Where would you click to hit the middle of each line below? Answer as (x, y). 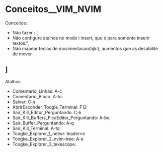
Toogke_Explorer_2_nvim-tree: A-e (48, 139)
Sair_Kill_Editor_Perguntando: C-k (47, 112)
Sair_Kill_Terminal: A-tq (36, 128)
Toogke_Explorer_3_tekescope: (44, 144)
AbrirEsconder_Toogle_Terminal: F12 (49, 107)
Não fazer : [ (25, 32)
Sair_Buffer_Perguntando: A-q (43, 123)
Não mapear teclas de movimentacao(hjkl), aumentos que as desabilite (85, 48)
